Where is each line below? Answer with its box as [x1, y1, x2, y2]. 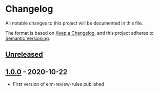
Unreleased [5, 50, 44, 59]
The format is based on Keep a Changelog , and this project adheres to [5, 30, 154, 36]
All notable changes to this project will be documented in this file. [5, 20, 144, 26]
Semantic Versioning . [5, 35, 50, 41]
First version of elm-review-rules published [12, 81, 104, 87]
